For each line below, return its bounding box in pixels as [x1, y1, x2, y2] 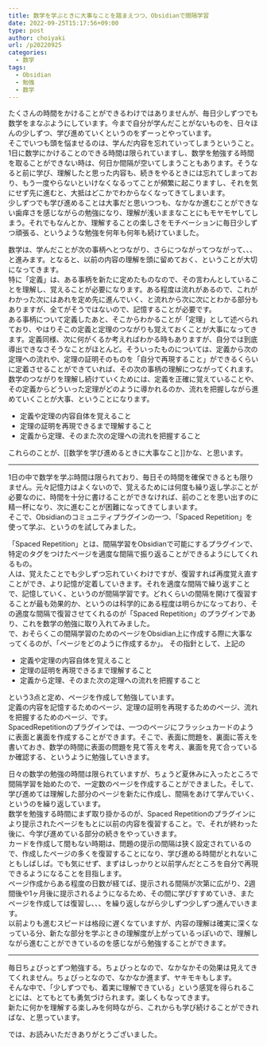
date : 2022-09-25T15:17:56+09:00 [8, 19, 119, 27]
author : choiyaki [8, 33, 66, 42]
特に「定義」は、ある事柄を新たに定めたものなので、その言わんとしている [8, 275, 252, 284]
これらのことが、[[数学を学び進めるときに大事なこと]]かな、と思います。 [8, 448, 248, 458]
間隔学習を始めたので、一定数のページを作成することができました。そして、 [8, 779, 258, 789]
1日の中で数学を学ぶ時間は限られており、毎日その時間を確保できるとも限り [8, 472, 254, 482]
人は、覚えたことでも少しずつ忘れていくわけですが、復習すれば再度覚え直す [8, 569, 258, 578]
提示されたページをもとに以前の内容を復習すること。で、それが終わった [21, 819, 258, 829]
